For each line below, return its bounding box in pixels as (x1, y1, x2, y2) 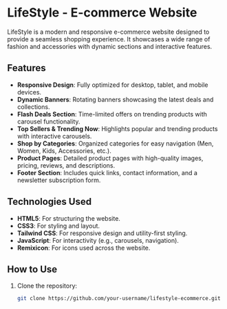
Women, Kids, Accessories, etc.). (17, 146, 111, 154)
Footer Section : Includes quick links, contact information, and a (17, 168, 198, 177)
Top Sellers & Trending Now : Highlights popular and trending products (17, 124, 218, 132)
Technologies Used (7, 196, 91, 208)
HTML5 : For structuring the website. (17, 214, 120, 222)
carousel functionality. (17, 117, 80, 126)
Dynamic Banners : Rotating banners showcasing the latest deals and (17, 95, 214, 103)
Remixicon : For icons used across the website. (17, 243, 151, 252)
